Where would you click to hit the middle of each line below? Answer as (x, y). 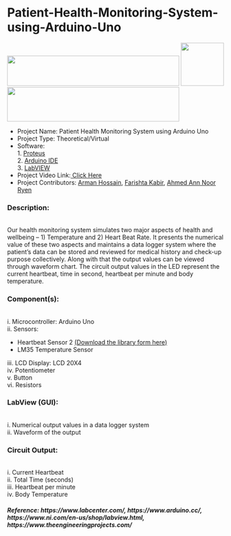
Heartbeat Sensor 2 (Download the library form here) (92, 342)
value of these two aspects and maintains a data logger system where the (112, 245)
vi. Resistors (24, 384)
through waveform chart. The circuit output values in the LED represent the (113, 267)
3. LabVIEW (33, 167)
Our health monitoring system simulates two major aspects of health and (110, 230)
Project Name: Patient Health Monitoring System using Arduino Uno (113, 131)
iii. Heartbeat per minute (41, 487)
